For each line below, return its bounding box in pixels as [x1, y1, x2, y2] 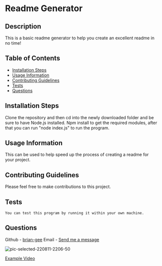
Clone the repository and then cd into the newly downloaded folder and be [5, 114, 154, 120]
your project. [5, 157, 31, 163]
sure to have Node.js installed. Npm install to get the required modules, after [5, 120, 158, 125]
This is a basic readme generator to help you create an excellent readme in [5, 35, 155, 41]
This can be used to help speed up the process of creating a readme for [5, 152, 149, 157]
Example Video [5, 255, 35, 261]
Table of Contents [5, 54, 61, 63]
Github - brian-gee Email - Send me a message [5, 236, 99, 242]
